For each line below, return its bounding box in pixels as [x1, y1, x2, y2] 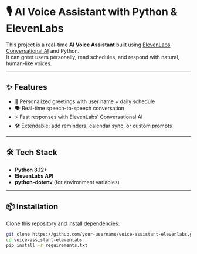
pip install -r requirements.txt [6, 242, 88, 249]
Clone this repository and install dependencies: [6, 220, 120, 227]
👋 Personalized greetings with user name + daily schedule [14, 98, 155, 105]
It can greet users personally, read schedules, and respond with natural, [6, 53, 180, 60]
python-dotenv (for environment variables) [14, 178, 120, 185]
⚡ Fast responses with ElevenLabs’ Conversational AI [14, 113, 143, 120]
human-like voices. [6, 60, 52, 67]
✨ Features [6, 82, 47, 92]
